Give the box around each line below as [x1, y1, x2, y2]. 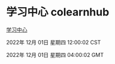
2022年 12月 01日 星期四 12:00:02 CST [6, 39, 101, 46]
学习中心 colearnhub [6, 5, 110, 19]
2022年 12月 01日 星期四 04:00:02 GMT [6, 51, 104, 58]
